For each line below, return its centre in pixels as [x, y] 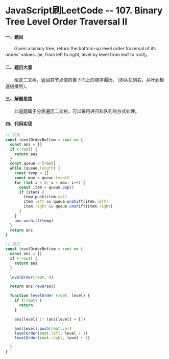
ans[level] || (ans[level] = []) [50, 319]
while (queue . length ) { [35, 168]
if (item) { [31, 192]
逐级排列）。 [18, 86]
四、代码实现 [19, 124]
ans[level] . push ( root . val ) [43, 328]
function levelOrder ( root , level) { [50, 296]
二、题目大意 [19, 67]
